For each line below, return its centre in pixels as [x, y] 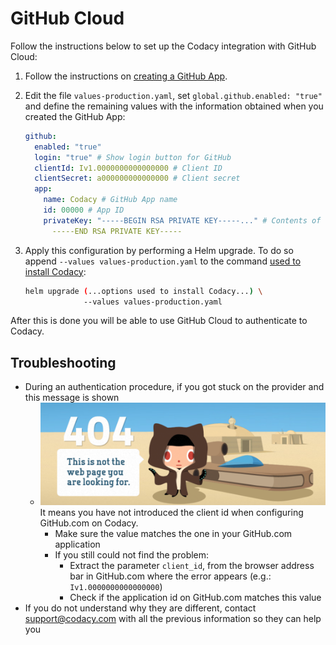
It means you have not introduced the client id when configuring [171, 513]
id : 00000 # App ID [84, 210]
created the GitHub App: [75, 116]
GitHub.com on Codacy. [89, 523]
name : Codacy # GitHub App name [110, 200]
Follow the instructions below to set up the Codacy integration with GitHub [163, 46]
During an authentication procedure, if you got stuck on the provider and [174, 387]
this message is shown [72, 398]
